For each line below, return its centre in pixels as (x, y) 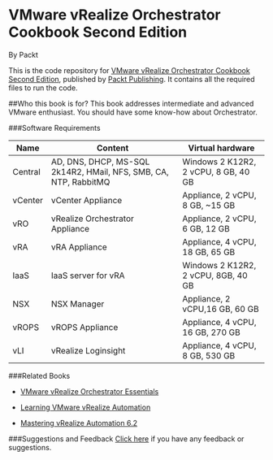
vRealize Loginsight (88, 350)
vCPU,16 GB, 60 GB (221, 309)
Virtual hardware (221, 148)
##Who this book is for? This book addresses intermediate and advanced (131, 103)
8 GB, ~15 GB (209, 205)
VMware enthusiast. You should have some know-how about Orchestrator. (133, 112)
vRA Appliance (79, 247)
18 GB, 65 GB (209, 252)
